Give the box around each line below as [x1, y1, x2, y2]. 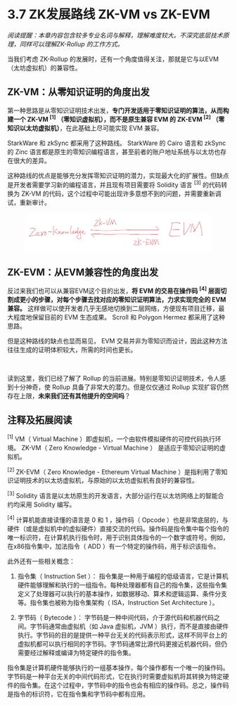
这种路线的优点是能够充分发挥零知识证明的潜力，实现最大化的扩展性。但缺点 [7, 172, 229, 180]
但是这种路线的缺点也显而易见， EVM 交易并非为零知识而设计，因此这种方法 [7, 337, 228, 345]
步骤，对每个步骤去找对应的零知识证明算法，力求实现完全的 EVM [37, 296, 226, 304]
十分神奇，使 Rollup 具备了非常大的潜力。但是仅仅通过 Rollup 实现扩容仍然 [13, 383, 229, 391]
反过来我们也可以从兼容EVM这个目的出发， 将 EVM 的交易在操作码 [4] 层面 [7, 286, 221, 296]
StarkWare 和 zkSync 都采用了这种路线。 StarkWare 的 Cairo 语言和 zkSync [7, 139, 226, 148]
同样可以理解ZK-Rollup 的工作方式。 [19, 39, 124, 48]
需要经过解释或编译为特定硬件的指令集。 [17, 648, 135, 656]
